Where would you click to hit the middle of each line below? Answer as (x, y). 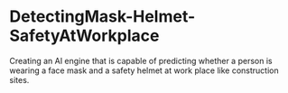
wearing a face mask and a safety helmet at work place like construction (144, 70)
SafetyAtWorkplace (84, 36)
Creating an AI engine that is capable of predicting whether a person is (141, 60)
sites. (19, 79)
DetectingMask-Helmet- (102, 17)
